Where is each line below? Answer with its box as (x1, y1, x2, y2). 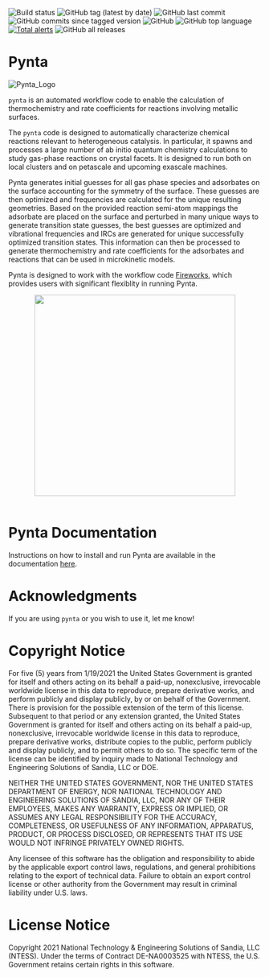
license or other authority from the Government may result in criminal (8, 879, 238, 888)
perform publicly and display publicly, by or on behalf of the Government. (8, 694, 251, 703)
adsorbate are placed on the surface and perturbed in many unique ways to (8, 212, 259, 221)
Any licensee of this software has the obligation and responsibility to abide (8, 853, 255, 863)
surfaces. (8, 112, 40, 122)
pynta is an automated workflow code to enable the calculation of (8, 95, 225, 105)
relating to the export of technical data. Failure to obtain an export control (8, 870, 251, 880)
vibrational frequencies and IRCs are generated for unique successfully (8, 229, 244, 238)
